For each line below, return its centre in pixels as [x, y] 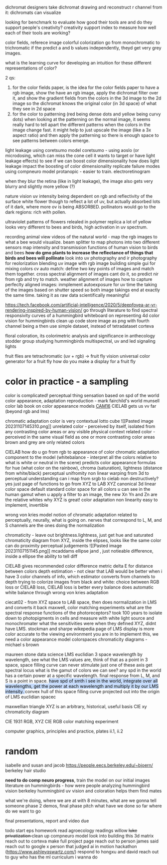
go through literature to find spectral [120, 310]
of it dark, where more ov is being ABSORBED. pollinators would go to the [81, 207]
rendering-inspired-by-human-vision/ [44, 310]
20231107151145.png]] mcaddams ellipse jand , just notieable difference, [79, 551]
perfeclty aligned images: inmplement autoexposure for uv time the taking [81, 285]
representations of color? [31, 68]
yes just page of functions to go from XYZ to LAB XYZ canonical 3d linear [81, 484]
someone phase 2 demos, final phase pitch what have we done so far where [83, 806]
